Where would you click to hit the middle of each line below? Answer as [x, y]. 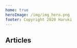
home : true [17, 10]
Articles [18, 40]
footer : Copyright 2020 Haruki [39, 19]
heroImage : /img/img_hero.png [38, 15]
